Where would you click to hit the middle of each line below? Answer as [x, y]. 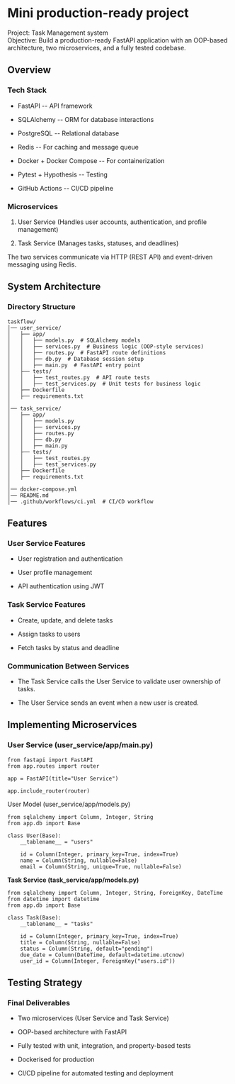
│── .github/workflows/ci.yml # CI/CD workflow [80, 501]
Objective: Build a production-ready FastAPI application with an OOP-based [117, 40]
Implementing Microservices [72, 725]
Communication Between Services [68, 666]
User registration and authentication [70, 559]
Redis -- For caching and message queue [78, 147]
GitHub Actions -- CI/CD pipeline [65, 188]
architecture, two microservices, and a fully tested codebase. [97, 48]
